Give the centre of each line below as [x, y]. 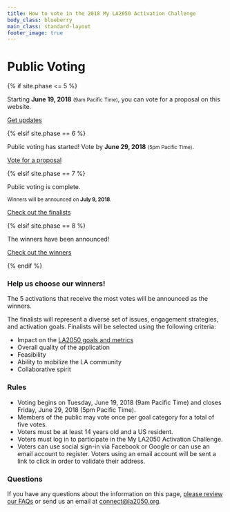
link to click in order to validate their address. [81, 461]
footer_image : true [35, 33]
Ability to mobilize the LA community [69, 362]
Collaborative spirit [44, 369]
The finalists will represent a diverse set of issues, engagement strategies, [113, 319]
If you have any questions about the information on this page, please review [115, 494]
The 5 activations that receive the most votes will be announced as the [108, 299]
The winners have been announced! [58, 239]
